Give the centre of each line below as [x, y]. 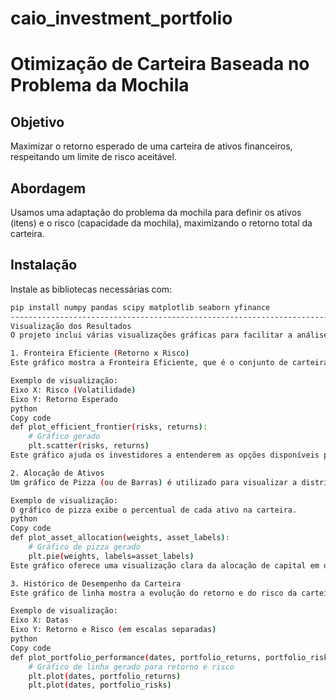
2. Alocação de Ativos [57, 473]
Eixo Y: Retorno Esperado [64, 399]
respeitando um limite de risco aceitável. [93, 157]
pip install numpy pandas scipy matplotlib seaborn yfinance [140, 307]
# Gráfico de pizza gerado [84, 547]
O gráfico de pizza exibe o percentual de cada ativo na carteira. [154, 510]
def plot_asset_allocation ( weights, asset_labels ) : [120, 538]
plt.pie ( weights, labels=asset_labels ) [111, 556]
